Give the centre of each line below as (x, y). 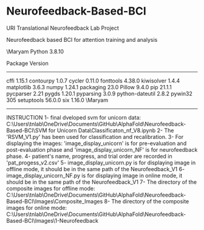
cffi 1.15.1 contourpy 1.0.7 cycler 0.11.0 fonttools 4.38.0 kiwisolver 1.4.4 (93, 81)
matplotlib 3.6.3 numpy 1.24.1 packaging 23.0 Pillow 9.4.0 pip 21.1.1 (89, 87)
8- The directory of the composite (147, 201)
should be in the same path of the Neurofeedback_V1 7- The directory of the (102, 182)
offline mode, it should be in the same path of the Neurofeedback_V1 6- (96, 169)
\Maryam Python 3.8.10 (35, 51)
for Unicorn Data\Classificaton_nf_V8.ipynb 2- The (111, 130)
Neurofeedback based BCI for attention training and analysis (82, 39)
